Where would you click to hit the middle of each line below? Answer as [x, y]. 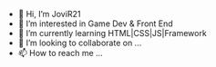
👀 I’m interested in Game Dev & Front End [95, 24]
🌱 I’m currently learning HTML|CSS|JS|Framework [112, 33]
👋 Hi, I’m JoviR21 [49, 14]
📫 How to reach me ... [60, 53]
